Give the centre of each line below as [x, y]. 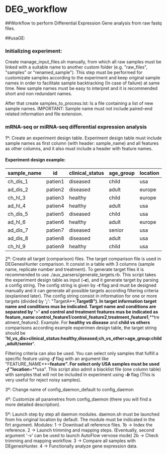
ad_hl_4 [17, 206]
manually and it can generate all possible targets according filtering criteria [82, 290]
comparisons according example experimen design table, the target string [81, 328]
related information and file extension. [44, 114]
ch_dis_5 [18, 214]
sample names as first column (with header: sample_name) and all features [82, 143]
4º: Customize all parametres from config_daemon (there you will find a [78, 399]
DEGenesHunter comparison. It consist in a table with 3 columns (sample [80, 264]
